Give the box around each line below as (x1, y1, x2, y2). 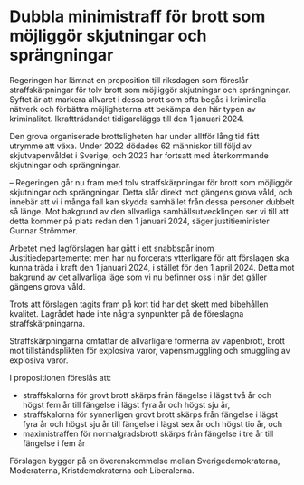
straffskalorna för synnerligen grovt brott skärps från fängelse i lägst (22, 409, 279, 420)
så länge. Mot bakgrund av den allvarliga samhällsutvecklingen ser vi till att (9, 205, 290, 216)
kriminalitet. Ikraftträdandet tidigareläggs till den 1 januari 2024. (9, 113, 245, 124)
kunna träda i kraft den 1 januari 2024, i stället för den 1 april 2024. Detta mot (9, 262, 295, 272)
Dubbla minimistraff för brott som (9, 6, 266, 27)
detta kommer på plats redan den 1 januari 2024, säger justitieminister (9, 215, 270, 226)
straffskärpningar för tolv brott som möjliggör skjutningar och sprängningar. (9, 84, 291, 95)
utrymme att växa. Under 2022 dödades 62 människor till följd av (9, 140, 252, 151)
